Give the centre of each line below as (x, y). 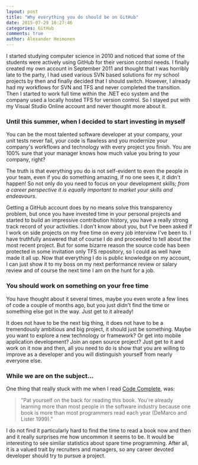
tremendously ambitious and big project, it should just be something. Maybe (99, 329)
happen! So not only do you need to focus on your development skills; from (98, 183)
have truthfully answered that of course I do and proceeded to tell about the (98, 239)
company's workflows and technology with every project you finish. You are (99, 147)
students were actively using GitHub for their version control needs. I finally (98, 62)
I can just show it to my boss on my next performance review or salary (92, 264)
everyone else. (24, 360)
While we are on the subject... (50, 376)
